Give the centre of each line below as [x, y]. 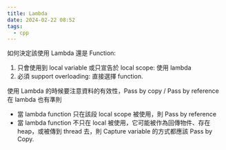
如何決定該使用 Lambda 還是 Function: [61, 53]
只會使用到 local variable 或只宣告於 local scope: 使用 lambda [104, 68]
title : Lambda [28, 13]
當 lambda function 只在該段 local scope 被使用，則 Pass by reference [117, 114]
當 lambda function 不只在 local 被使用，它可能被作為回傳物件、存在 [114, 123]
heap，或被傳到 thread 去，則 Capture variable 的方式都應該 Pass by [114, 131]
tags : [15, 26]
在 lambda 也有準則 [34, 100]
